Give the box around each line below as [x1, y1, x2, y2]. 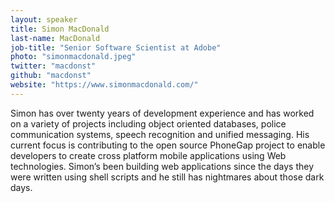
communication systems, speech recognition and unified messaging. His [10, 128, 310, 140]
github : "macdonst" [10, 71, 92, 81]
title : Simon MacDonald [10, 24, 110, 34]
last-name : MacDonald [10, 33, 101, 43]
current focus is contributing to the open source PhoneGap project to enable [10, 139, 326, 151]
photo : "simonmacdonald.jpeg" [10, 52, 137, 62]
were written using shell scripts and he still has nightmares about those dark [10, 171, 325, 183]
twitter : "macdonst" [10, 61, 97, 71]
